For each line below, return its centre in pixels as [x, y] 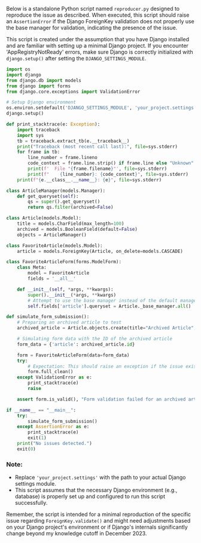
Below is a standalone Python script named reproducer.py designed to [93, 9]
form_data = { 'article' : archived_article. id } [76, 344]
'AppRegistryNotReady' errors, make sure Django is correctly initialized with [100, 52]
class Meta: [32, 268]
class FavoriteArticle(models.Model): [54, 245]
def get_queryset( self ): [48, 196]
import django [24, 75]
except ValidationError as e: [55, 377]
